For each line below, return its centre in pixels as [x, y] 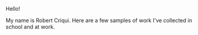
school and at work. [30, 27]
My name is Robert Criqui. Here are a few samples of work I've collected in [99, 20]
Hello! [13, 9]
